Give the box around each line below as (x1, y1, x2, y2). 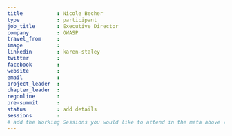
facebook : (7, 61, 60, 68)
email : (7, 73, 60, 81)
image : (7, 42, 60, 49)
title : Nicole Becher (7, 10, 104, 17)
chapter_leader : (7, 87, 60, 93)
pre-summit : (7, 100, 60, 106)
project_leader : (7, 80, 60, 87)
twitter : (7, 55, 60, 62)
